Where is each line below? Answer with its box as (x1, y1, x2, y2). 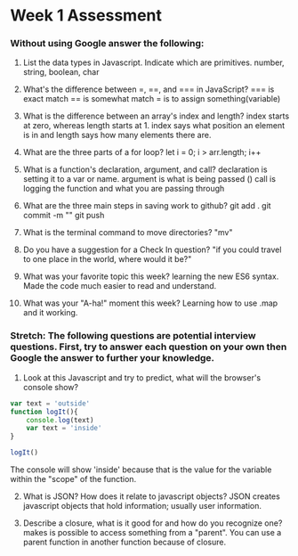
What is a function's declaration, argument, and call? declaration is (22, 164, 268, 175)
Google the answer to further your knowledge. (10, 352, 215, 364)
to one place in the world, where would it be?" (22, 254, 192, 265)
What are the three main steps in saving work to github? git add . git (22, 200, 271, 211)
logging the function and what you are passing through (22, 184, 225, 194)
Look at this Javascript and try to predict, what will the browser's (22, 372, 262, 383)
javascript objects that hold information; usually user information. (22, 501, 262, 511)
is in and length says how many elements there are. (22, 130, 212, 141)
